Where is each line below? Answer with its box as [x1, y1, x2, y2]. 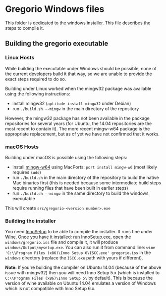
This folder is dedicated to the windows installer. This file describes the [5, 20, 151, 26]
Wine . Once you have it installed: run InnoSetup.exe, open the [5, 234, 131, 240]
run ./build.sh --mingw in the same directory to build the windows [12, 190, 149, 196]
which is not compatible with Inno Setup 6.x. [5, 286, 96, 292]
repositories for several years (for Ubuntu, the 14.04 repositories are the [5, 120, 152, 127]
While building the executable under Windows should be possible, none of [5, 65, 157, 71]
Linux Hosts [5, 54, 35, 61]
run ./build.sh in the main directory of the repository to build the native [12, 174, 159, 180]
